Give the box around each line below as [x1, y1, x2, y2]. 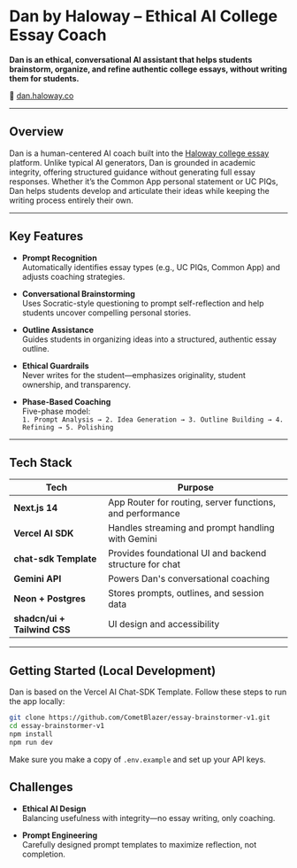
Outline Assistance [21, 324, 95, 335]
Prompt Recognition [21, 252, 97, 263]
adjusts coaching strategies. [21, 271, 126, 282]
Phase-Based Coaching [21, 396, 111, 407]
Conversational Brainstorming [21, 288, 135, 298]
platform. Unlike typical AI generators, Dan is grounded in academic [9, 157, 256, 167]
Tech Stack [9, 454, 72, 470]
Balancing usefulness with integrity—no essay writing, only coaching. [21, 812, 276, 823]
